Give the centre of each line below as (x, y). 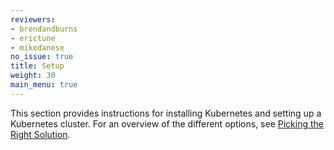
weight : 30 (33, 76)
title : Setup (37, 66)
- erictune (33, 38)
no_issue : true (42, 57)
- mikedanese (37, 47)
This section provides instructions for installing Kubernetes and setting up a (166, 113)
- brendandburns (44, 29)
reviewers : (33, 19)
